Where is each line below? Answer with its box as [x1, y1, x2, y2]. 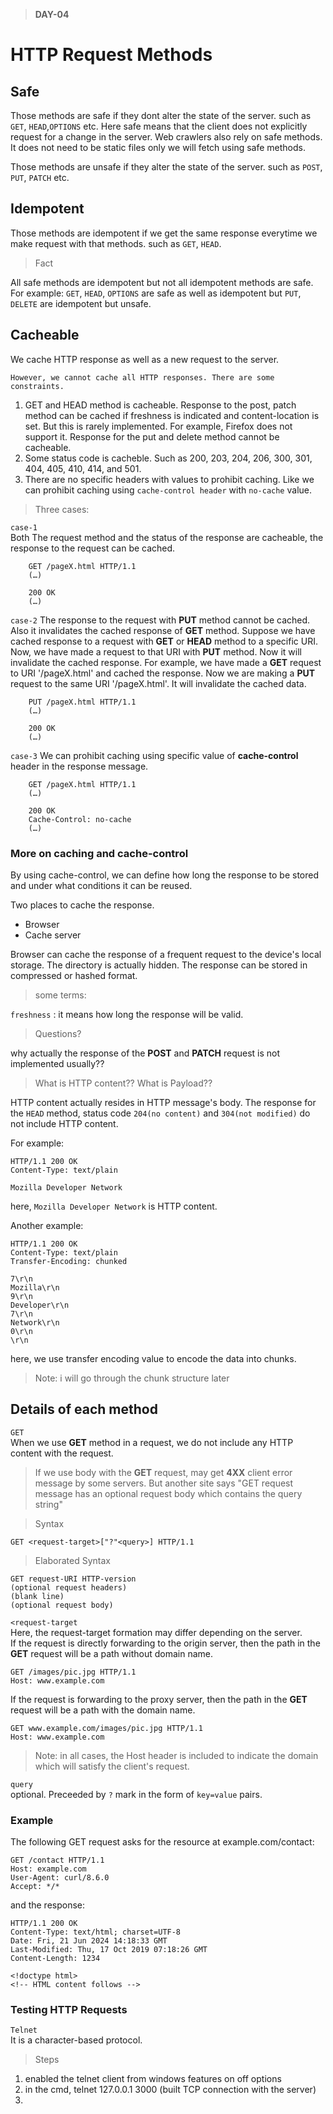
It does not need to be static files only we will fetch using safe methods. [10, 142, 306, 153]
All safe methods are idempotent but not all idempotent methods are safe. [10, 276, 314, 288]
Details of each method [10, 1401, 158, 1418]
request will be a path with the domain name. [10, 1704, 196, 1716]
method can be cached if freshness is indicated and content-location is [24, 409, 320, 421]
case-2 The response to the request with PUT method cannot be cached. [10, 614, 311, 626]
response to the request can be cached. [10, 542, 176, 554]
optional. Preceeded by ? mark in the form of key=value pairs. [10, 1788, 263, 1800]
